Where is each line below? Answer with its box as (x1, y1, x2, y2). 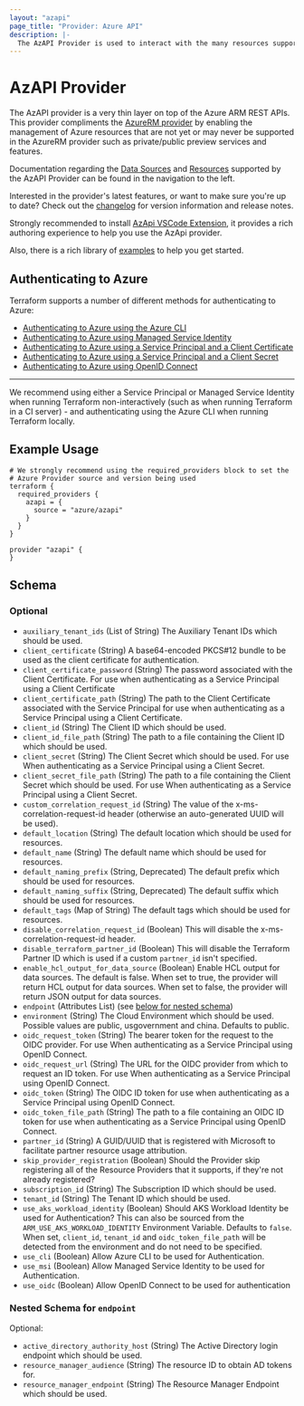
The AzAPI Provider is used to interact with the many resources (17, 38, 270, 48)
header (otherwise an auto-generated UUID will (107, 808, 285, 819)
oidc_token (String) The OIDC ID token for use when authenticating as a (22, 1087, 290, 1098)
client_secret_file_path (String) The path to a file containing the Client (22, 770, 291, 780)
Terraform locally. (9, 416, 75, 426)
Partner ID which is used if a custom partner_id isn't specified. (22, 952, 258, 963)
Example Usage (9, 442, 100, 457)
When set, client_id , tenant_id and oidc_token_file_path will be (22, 1231, 267, 1242)
